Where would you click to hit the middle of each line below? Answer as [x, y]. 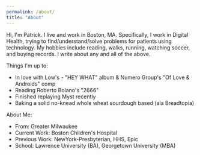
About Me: [19, 115]
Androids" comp [35, 84]
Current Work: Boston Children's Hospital [66, 133]
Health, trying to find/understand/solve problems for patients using [89, 41]
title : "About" [25, 17]
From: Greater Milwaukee [46, 126]
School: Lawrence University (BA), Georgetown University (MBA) [95, 145]
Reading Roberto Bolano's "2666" [57, 90]
